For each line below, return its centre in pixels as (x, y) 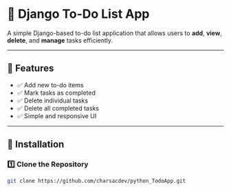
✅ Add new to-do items (50, 85)
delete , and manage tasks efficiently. (60, 40)
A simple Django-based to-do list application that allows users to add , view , (114, 33)
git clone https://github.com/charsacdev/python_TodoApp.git (97, 181)
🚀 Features (31, 68)
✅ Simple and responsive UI (57, 115)
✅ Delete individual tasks (52, 100)
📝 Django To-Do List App (78, 14)
